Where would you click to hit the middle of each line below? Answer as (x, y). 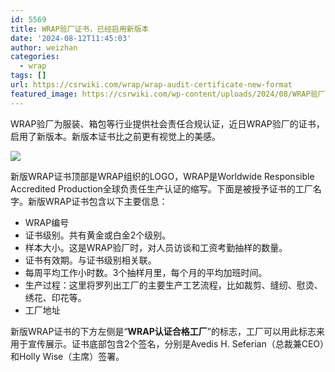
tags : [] (28, 76)
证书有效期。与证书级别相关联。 (90, 260)
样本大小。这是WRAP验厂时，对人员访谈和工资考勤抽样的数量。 (156, 247)
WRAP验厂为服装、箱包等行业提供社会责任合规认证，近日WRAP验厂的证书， (167, 123)
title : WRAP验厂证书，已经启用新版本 (80, 29)
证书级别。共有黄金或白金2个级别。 (98, 235)
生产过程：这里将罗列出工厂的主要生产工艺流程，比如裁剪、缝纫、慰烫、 (173, 285)
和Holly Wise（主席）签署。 (67, 356)
